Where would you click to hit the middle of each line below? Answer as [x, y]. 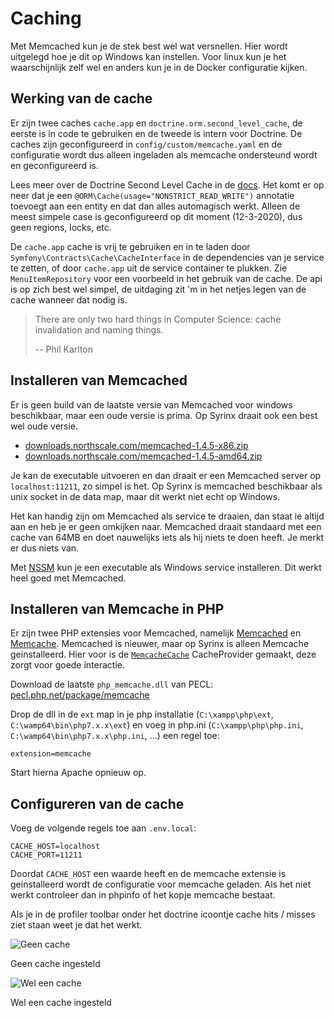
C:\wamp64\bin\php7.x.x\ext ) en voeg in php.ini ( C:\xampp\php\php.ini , [157, 725]
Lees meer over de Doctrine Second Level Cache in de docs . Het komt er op [167, 184]
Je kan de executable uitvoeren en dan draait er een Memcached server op [166, 475]
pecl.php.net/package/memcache [80, 695]
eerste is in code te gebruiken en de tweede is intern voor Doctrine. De [156, 133]
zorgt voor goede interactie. [68, 665]
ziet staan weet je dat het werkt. [76, 925]
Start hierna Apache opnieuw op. [78, 773]
